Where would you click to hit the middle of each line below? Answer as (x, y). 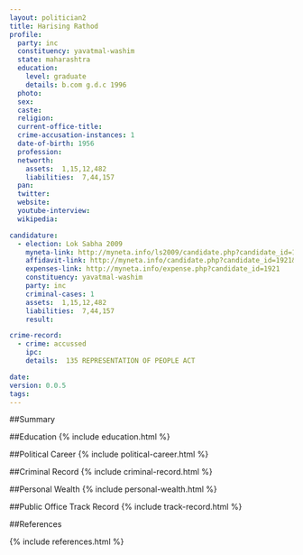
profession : (40, 152)
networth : (36, 160)
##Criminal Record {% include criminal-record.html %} (111, 472)
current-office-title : (60, 127)
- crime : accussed (52, 344)
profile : (26, 34)
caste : (30, 110)
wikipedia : (38, 219)
